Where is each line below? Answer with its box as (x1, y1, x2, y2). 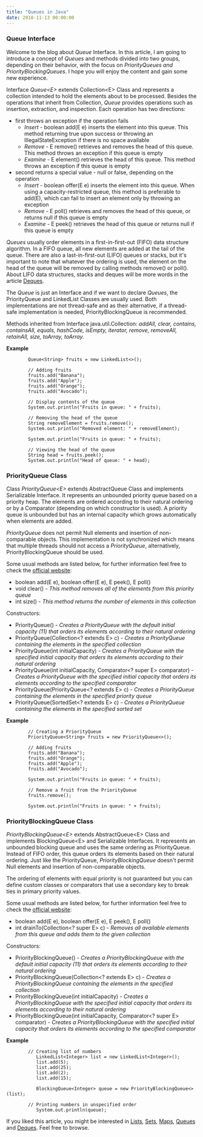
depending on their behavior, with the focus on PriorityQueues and (6, 61, 173, 69)
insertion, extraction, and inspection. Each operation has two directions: (6, 105, 186, 112)
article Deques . (6, 277, 44, 284)
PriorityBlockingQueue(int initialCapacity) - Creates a (15, 993, 148, 1000)
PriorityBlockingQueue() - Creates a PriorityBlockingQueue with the (15, 954, 185, 962)
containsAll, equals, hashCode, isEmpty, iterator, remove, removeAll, (6, 326, 178, 334)
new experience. (6, 74, 48, 81)
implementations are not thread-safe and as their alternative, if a (6, 302, 167, 309)
